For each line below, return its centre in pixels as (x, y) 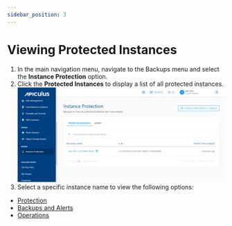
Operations (33, 216)
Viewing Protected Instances (92, 50)
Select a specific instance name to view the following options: (105, 187)
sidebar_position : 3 (37, 15)
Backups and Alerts (45, 208)
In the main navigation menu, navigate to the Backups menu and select (118, 69)
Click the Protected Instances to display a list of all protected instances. (120, 84)
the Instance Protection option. (62, 76)
